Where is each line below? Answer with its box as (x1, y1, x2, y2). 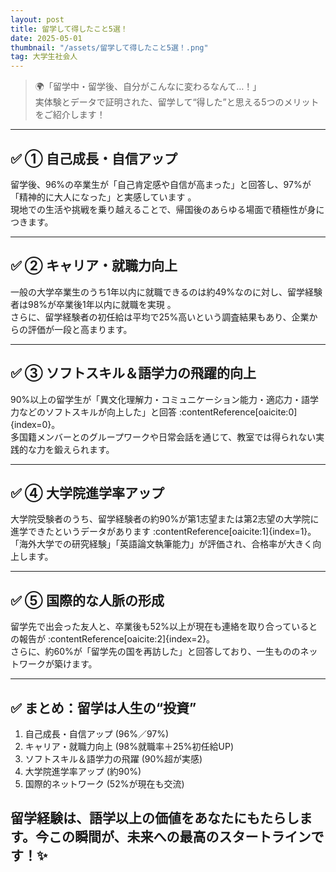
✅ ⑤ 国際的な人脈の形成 (10, 592, 165, 609)
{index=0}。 (10, 418, 61, 430)
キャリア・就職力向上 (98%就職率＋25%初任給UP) (24, 741, 234, 752)
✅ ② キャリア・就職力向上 (10, 257, 178, 275)
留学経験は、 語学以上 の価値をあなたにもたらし (10, 810, 300, 827)
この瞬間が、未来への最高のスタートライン (48, 829, 312, 846)
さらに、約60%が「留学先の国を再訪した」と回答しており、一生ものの (10, 646, 301, 658)
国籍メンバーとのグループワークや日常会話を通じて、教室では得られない (18, 431, 317, 443)
